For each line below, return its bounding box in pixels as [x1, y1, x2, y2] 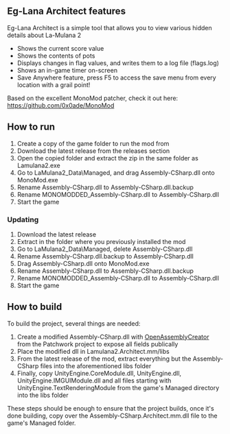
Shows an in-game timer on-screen [16, 66, 118, 74]
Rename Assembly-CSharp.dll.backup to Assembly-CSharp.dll [16, 252, 194, 260]
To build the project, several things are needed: [7, 319, 141, 328]
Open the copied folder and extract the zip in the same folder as [16, 154, 199, 162]
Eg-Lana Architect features [7, 5, 126, 17]
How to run [7, 121, 56, 133]
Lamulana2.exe [16, 161, 60, 169]
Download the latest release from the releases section [16, 147, 170, 155]
